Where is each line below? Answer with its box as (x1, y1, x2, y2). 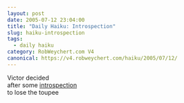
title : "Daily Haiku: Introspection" (7, 23, 116, 30)
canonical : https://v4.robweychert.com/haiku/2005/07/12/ (7, 55, 178, 62)
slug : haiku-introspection (7, 29, 85, 36)
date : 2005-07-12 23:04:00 (7, 16, 85, 23)
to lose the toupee (7, 88, 59, 96)
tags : (7, 36, 23, 43)
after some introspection (7, 80, 77, 89)
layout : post (7, 10, 45, 17)
